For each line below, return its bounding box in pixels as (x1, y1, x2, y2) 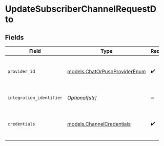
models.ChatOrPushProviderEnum (67, 68, 146, 75)
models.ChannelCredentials (67, 121, 131, 127)
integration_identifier (7, 95, 63, 101)
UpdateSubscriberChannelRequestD (5, 3, 157, 15)
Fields (5, 33, 24, 42)
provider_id (7, 69, 36, 74)
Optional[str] (67, 94, 97, 101)
